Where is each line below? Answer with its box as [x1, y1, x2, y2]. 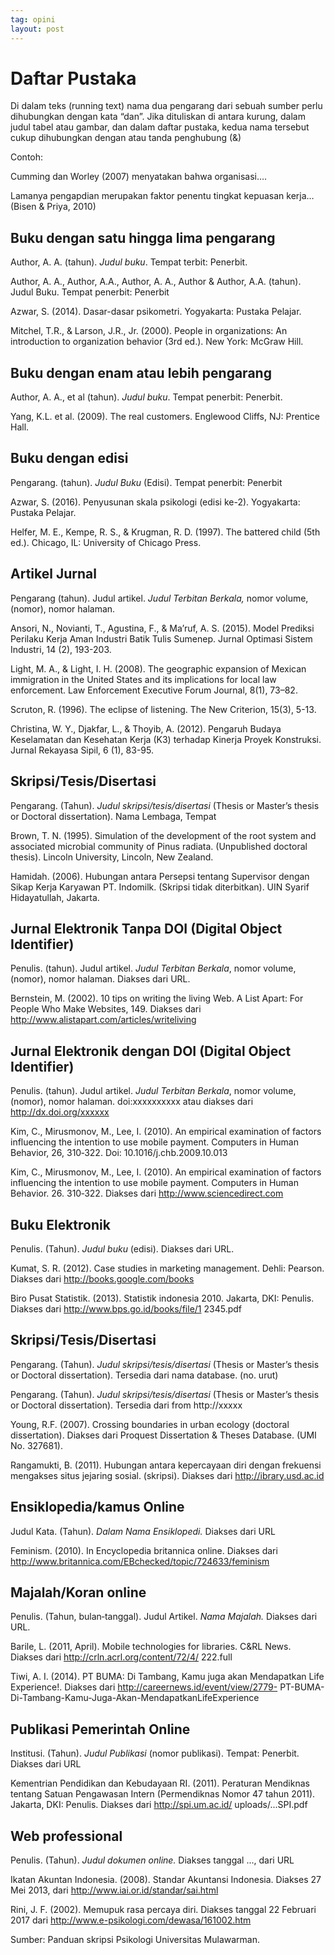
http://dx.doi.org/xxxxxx [10, 1106, 110, 1118]
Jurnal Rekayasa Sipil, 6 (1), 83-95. [10, 744, 154, 756]
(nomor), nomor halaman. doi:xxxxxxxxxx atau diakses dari [10, 1096, 254, 1108]
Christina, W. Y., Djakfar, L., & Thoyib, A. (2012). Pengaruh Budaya [10, 722, 282, 735]
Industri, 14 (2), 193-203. [10, 643, 112, 655]
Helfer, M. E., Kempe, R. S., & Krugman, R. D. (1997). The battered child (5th [10, 526, 321, 538]
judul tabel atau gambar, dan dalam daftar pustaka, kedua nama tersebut [10, 121, 310, 133]
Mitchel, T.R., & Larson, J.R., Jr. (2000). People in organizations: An [10, 325, 288, 337]
